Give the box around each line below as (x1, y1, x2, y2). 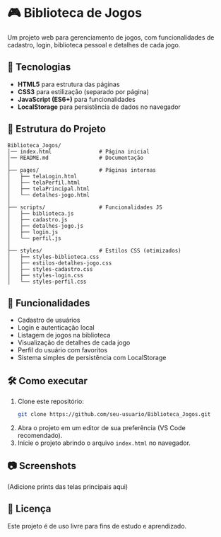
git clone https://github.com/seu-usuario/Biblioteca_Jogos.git (17, 411, 211, 418)
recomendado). (17, 432, 63, 440)
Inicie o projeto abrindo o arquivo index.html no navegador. (17, 439, 191, 447)
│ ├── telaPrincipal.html (7, 185, 90, 192)
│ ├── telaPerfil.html (7, 179, 80, 186)
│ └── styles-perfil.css (7, 278, 87, 285)
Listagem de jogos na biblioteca (17, 331, 111, 340)
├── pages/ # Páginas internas (7, 166, 157, 173)
